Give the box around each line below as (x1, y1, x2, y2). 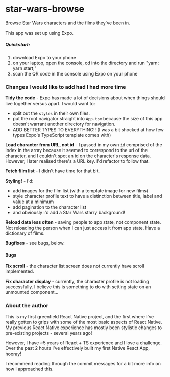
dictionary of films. (5, 230, 45, 236)
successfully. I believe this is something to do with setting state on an (5, 284, 151, 290)
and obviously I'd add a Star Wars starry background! (12, 210, 125, 216)
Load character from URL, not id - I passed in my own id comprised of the (5, 142, 162, 148)
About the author (5, 302, 49, 309)
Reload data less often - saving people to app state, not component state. (5, 219, 161, 225)
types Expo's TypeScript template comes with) (12, 132, 111, 138)
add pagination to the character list (12, 204, 87, 210)
